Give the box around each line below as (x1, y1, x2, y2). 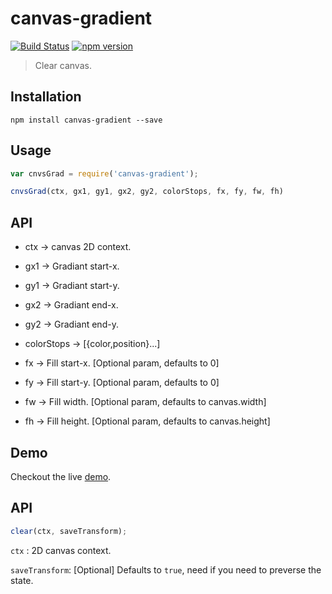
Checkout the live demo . (10, 470, 112, 482)
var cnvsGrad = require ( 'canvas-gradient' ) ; (10, 168, 199, 179)
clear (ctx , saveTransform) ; (10, 526, 128, 536)
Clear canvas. (34, 59, 92, 71)
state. (10, 574, 34, 586)
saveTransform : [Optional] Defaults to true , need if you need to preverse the (10, 563, 322, 576)
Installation (10, 88, 82, 106)
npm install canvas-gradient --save (10, 115, 163, 125)
